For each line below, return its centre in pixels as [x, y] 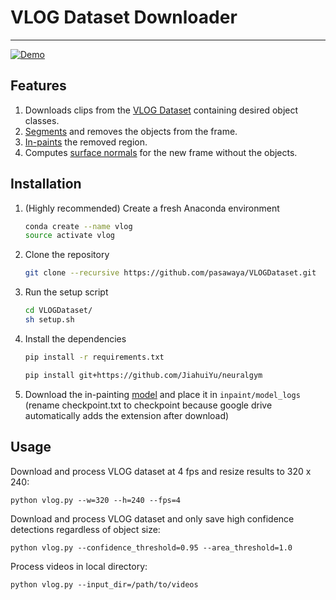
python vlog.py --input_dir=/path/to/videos [104, 584]
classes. [42, 120]
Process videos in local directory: [79, 566]
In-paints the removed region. [86, 142]
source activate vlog [69, 236]
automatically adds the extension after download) [127, 415]
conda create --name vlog [78, 226]
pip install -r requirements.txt [94, 357]
